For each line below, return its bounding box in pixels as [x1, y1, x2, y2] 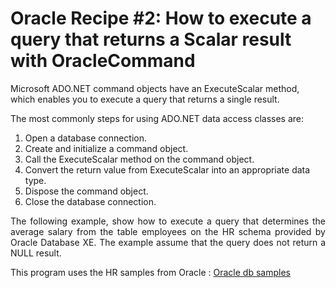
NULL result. [10, 247, 62, 259]
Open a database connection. [24, 132, 148, 144]
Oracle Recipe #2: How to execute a [10, 7, 312, 30]
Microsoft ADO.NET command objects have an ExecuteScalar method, [10, 82, 300, 94]
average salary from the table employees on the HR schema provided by [10, 225, 326, 237]
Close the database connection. [24, 195, 157, 207]
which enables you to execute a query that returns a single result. [10, 93, 280, 105]
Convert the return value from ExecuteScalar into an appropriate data [24, 163, 311, 176]
